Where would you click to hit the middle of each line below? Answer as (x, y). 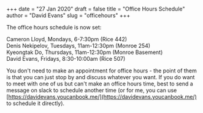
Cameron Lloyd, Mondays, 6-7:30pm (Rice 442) (67, 39)
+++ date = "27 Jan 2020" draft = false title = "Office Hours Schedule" (96, 9)
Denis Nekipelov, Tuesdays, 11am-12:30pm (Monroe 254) (79, 46)
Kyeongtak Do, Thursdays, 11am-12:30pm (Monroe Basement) (85, 52)
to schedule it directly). (36, 103)
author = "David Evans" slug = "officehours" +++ (68, 15)
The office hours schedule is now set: (54, 27)
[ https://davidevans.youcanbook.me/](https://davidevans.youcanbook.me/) (102, 97)
